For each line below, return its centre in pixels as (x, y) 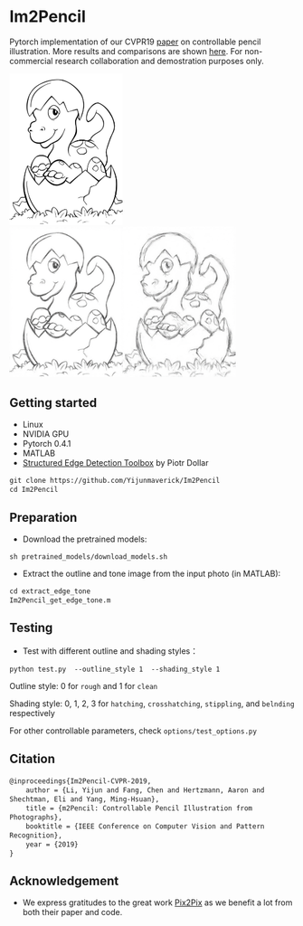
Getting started (53, 403)
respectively (33, 713)
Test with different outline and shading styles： (110, 651)
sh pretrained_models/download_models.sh (89, 557)
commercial (31, 61)
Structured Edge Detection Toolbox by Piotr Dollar (115, 463)
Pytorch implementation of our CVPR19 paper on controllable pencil (135, 42)
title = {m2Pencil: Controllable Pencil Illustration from (139, 808)
